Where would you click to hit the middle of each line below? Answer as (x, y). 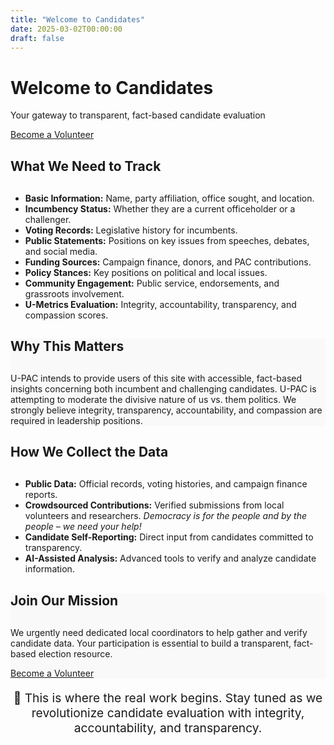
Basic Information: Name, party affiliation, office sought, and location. (169, 198)
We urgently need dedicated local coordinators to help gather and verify (159, 632)
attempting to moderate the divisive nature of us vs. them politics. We (153, 400)
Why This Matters (67, 346)
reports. (41, 495)
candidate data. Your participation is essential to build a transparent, (151, 643)
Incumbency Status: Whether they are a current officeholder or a (160, 208)
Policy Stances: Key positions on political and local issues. (146, 272)
